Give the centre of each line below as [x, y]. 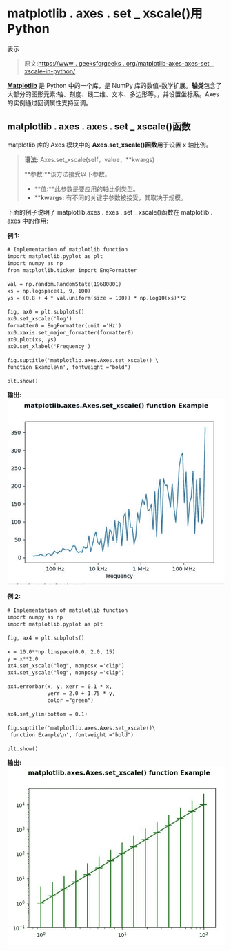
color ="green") [71, 700]
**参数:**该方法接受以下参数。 [67, 174]
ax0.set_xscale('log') [40, 318]
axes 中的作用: [28, 221]
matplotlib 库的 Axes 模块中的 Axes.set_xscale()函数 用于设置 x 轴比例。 [110, 145]
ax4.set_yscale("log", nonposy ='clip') [66, 672]
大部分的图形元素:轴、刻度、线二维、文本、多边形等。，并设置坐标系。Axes [113, 94]
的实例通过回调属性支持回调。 [49, 102]
